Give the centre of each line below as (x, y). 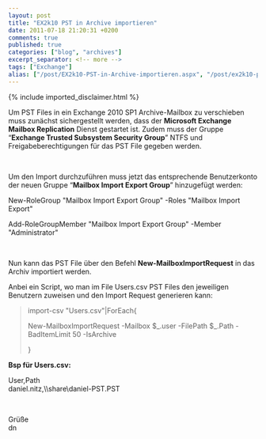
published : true (35, 45)
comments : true (33, 38)
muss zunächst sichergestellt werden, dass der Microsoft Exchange (120, 120)
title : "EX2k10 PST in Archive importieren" (83, 23)
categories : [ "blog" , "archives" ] (65, 52)
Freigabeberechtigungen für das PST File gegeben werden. (105, 146)
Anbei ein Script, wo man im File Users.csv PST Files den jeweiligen (119, 286)
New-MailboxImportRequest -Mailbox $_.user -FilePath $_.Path (131, 326)
